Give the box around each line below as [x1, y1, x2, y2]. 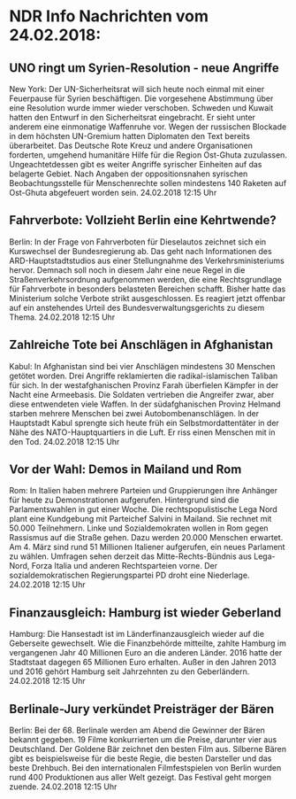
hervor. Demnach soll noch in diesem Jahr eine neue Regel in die [9, 264, 246, 275]
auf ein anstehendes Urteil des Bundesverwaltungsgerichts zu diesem [9, 302, 265, 313]
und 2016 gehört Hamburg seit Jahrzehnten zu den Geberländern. [9, 666, 250, 677]
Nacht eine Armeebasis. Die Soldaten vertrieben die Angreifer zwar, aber [9, 389, 275, 399]
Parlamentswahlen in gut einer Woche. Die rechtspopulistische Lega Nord [9, 504, 278, 515]
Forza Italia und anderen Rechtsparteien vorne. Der [31, 561, 218, 571]
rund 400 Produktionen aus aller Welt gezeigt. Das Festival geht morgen [9, 772, 272, 783]
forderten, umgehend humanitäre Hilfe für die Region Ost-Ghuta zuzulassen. [9, 150, 287, 160]
